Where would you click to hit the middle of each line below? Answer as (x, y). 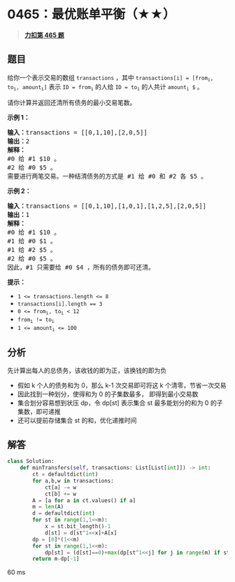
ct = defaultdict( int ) (65, 474)
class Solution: (31, 462)
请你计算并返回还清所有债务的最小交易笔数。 (72, 102)
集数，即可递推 (39, 412)
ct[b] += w (60, 494)
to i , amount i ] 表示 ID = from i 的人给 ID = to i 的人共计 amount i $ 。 (106, 87)
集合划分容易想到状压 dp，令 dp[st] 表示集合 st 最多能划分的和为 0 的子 (120, 403)
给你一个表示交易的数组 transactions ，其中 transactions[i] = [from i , (111, 78)
